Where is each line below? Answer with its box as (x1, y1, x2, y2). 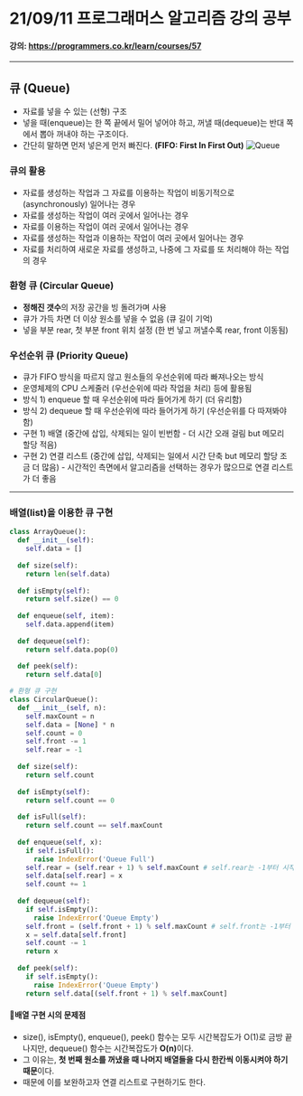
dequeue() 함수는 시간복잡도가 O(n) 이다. (49, 1043, 194, 1054)
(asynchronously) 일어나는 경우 (22, 198, 136, 209)
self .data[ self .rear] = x (25, 871, 124, 881)
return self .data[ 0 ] (25, 670, 103, 679)
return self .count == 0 (25, 796, 115, 805)
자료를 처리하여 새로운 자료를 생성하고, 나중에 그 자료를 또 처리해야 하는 (22, 243, 273, 254)
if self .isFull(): (25, 846, 95, 855)
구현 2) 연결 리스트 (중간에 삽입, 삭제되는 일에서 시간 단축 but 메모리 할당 (22, 451, 278, 462)
